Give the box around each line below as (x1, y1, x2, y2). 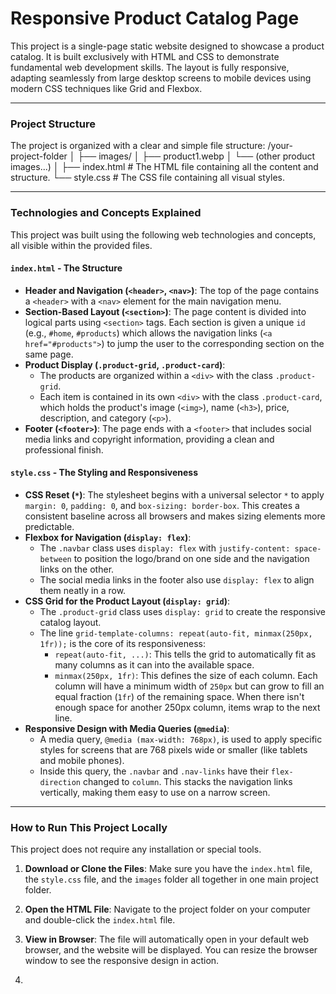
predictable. (24, 520, 75, 532)
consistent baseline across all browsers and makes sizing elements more (24, 510, 326, 522)
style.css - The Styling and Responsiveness (10, 467, 199, 479)
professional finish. (24, 443, 104, 456)
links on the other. (39, 563, 115, 575)
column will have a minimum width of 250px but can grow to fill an (54, 680, 325, 692)
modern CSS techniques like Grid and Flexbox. (10, 82, 203, 94)
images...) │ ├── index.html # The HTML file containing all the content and (10, 161, 319, 173)
